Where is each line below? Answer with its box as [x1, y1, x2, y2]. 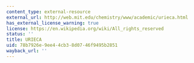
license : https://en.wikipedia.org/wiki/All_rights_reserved [6, 25, 164, 32]
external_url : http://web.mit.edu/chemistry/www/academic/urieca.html [6, 14, 189, 20]
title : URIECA [6, 37, 42, 43]
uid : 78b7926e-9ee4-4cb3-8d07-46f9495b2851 [6, 43, 118, 49]
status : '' [6, 31, 34, 37]
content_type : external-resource [6, 8, 91, 15]
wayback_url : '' [6, 48, 47, 54]
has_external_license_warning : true [6, 20, 99, 26]
